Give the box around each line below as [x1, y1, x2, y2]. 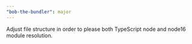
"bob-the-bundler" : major [6, 8, 71, 15]
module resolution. [6, 31, 53, 39]
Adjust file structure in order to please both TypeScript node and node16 [6, 25, 186, 33]
